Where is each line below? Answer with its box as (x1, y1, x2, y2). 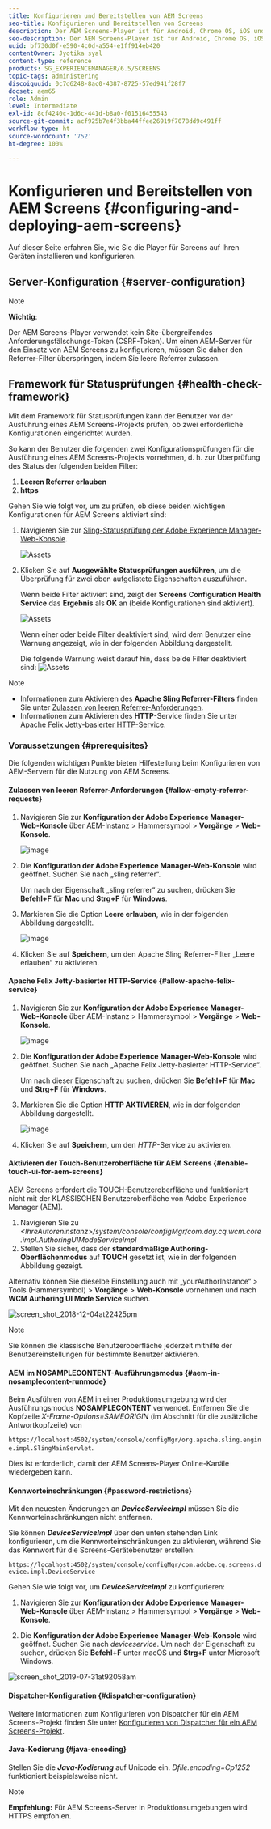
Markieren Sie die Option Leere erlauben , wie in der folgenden (19, 909, 229, 919)
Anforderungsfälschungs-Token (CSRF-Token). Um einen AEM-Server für (8, 337, 252, 346)
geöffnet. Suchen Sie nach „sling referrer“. (19, 869, 161, 879)
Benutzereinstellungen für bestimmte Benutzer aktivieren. (8, 1349, 200, 1359)
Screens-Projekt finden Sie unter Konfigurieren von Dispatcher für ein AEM (8, 1717, 258, 1727)
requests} (8, 794, 43, 804)
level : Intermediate (8, 102, 78, 110)
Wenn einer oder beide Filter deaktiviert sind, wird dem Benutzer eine (19, 630, 252, 639)
